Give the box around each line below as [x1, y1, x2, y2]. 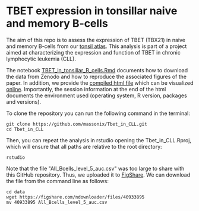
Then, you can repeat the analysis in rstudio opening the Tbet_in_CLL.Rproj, [6, 136, 192, 143]
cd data [6, 188, 26, 195]
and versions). [6, 98, 42, 105]
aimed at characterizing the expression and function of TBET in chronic [6, 49, 181, 56]
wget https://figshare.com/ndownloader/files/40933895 [6, 194, 145, 200]
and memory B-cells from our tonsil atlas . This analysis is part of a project [6, 43, 187, 50]
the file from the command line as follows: [6, 177, 109, 184]
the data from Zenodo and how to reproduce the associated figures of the [6, 73, 187, 80]
